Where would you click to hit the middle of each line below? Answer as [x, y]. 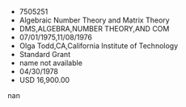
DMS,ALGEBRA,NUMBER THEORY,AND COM [94, 29]
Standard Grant [44, 54]
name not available [51, 63]
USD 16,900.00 [44, 80]
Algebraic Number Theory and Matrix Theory [95, 20]
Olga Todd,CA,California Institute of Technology [99, 46]
